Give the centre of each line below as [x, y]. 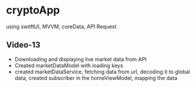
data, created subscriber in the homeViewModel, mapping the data [96, 78]
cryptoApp [33, 10]
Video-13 [23, 45]
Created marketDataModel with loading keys [69, 65]
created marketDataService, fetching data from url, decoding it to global [102, 72]
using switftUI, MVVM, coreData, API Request [61, 26]
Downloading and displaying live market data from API [81, 59]
